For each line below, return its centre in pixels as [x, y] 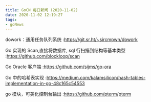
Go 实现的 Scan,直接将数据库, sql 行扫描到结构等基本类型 [66, 50]
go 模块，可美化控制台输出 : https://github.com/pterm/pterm [68, 94]
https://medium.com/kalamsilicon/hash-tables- [96, 78]
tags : [11, 19]
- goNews [15, 24]
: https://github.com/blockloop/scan [43, 56]
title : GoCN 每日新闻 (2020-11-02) [42, 10]
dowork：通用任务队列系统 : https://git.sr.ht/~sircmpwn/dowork [72, 39]
